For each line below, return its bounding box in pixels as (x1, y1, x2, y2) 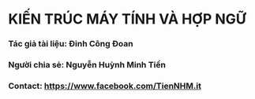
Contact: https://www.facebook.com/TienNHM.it (8, 80, 201, 91)
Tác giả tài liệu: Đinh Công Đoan (8, 38, 133, 49)
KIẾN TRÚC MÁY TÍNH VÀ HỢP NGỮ (8, 10, 246, 28)
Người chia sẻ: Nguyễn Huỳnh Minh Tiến (8, 60, 166, 71)
